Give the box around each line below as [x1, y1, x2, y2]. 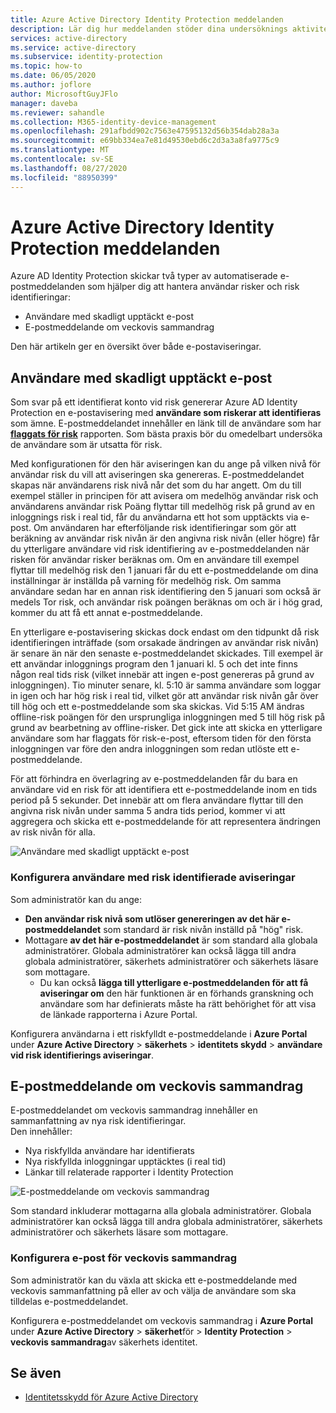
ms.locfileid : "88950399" [10, 172, 118, 183]
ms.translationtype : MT [10, 145, 110, 155]
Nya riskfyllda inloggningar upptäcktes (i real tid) [24, 1156, 227, 1168]
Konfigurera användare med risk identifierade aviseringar [10, 871, 296, 885]
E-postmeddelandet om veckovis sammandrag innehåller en [10, 1104, 258, 1116]
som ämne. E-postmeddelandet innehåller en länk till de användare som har [10, 417, 322, 430]
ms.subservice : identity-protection [10, 52, 163, 62]
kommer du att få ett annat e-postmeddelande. [10, 607, 203, 619]
